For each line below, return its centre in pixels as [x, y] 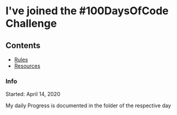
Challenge [31, 23]
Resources [27, 66]
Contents [23, 45]
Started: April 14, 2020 [33, 94]
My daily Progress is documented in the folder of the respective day [88, 106]
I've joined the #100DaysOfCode [87, 11]
